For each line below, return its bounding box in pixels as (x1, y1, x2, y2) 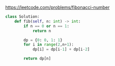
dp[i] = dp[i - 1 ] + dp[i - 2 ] (32, 47, 90, 52)
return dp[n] (23, 56, 51, 61)
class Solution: (5, 14, 40, 19)
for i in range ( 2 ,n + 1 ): (23, 42, 74, 47)
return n (32, 28, 51, 34)
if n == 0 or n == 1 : (23, 23, 70, 28)
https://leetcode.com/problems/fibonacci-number (5, 5, 110, 10)
